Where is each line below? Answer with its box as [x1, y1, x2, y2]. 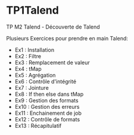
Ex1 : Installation [14, 46, 55, 54]
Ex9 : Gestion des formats [14, 96, 79, 104]
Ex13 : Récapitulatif [14, 122, 62, 129]
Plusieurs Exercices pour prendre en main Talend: [6, 34, 128, 42]
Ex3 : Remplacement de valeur [14, 59, 91, 66]
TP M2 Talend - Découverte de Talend [6, 23, 100, 30]
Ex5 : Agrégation [14, 71, 56, 79]
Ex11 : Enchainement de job [14, 109, 82, 117]
